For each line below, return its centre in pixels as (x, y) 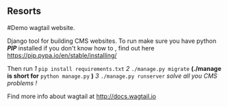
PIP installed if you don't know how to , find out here (81, 48)
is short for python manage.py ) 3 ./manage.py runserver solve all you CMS (112, 76)
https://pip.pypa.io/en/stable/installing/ (62, 55)
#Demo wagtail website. (41, 27)
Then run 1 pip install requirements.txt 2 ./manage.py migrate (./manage (114, 68)
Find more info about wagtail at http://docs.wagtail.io (81, 96)
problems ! (22, 83)
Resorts (24, 11)
